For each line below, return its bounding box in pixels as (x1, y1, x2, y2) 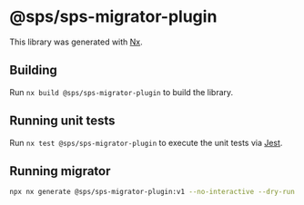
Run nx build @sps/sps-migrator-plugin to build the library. (9, 86, 234, 97)
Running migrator (9, 163, 111, 179)
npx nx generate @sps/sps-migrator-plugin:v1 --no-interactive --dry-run (9, 188, 296, 197)
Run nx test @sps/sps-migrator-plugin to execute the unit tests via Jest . (9, 137, 283, 148)
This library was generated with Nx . (9, 36, 143, 47)
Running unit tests (9, 113, 116, 129)
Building (9, 63, 57, 78)
